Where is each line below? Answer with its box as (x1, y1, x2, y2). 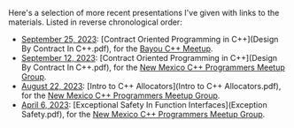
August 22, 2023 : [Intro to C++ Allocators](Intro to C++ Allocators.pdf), (20, 81, 282, 91)
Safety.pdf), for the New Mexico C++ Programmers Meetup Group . (20, 109, 266, 119)
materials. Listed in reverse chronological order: (8, 17, 182, 27)
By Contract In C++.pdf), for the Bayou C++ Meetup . (20, 43, 213, 54)
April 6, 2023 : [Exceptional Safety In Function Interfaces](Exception (20, 100, 267, 109)
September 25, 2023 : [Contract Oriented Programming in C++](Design (20, 34, 279, 44)
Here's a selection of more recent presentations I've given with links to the (8, 8, 280, 18)
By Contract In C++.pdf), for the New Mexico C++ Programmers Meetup (20, 62, 285, 72)
